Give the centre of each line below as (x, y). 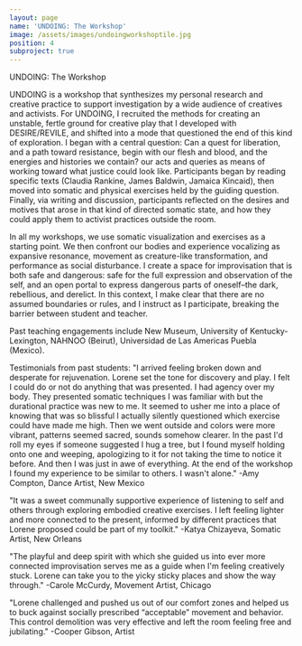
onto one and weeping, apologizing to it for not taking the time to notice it (146, 454)
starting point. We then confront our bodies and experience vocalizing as (145, 247)
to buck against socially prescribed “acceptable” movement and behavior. (146, 613)
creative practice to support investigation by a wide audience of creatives (146, 104)
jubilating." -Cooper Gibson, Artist (72, 632)
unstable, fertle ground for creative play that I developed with (123, 124)
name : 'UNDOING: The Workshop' (68, 26)
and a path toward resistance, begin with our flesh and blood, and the (138, 152)
